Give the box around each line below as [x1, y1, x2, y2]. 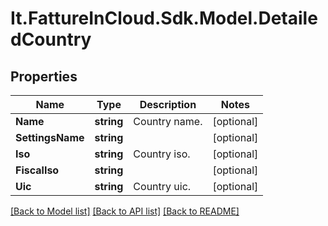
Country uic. [133, 180, 192, 193]
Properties [10, 68, 78, 85]
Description [139, 98, 197, 111]
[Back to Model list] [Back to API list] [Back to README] [10, 205, 240, 217]
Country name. [133, 115, 203, 128]
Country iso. [133, 147, 191, 161]
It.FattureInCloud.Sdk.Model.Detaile [10, 7, 318, 30]
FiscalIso [15, 163, 60, 177]
